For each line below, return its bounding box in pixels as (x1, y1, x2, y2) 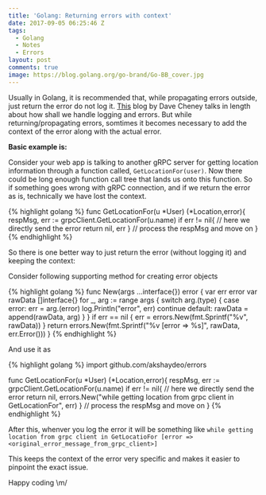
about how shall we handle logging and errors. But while (8, 109, 192, 119)
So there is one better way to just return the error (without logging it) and (8, 247, 247, 257)
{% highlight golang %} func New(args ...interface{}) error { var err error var (8, 286, 258, 296)
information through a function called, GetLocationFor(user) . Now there (8, 166, 243, 175)
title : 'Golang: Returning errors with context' (8, 11, 172, 20)
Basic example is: (8, 142, 67, 151)
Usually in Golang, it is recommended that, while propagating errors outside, (8, 92, 258, 102)
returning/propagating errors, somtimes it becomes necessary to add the (8, 118, 248, 127)
